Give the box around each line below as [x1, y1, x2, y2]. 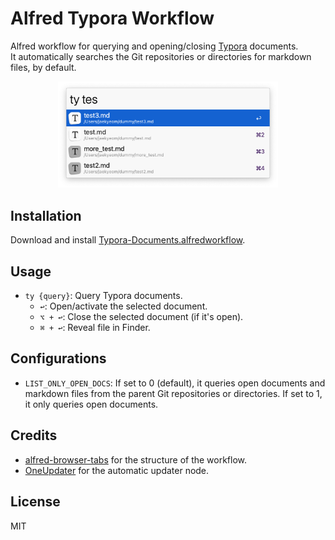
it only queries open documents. [24, 398, 159, 410]
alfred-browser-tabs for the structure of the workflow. [24, 453, 248, 466]
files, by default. [10, 61, 77, 73]
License [10, 493, 61, 511]
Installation [10, 207, 82, 224]
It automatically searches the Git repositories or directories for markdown [10, 50, 312, 62]
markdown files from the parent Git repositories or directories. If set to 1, [24, 387, 323, 399]
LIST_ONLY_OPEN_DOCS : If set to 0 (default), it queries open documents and [24, 377, 326, 389]
